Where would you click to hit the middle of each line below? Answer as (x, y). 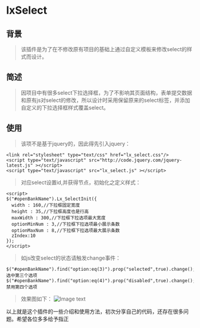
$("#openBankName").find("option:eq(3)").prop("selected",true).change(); (101, 269)
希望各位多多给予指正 (43, 318)
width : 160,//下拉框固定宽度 (46, 205)
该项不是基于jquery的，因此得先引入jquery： (76, 143)
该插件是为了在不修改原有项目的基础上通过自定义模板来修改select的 (104, 49)
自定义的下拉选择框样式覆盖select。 (65, 107)
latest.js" (20, 165)
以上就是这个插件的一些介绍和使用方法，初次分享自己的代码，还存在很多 (95, 311)
